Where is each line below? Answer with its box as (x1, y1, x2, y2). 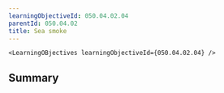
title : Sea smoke (8, 27, 67, 35)
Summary (8, 70, 59, 85)
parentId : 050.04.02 (8, 19, 79, 27)
